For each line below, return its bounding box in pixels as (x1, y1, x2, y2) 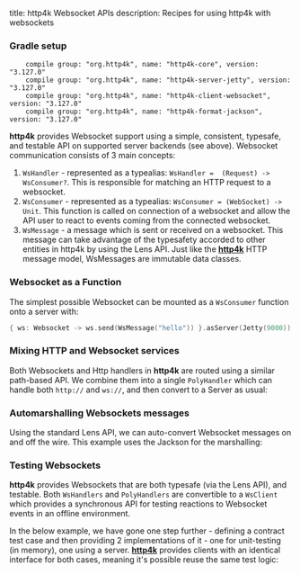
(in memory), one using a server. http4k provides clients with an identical (9, 544, 281, 556)
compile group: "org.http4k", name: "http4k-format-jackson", (25, 107, 263, 116)
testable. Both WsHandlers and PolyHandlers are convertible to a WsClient (9, 489, 278, 500)
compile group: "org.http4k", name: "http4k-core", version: (25, 60, 259, 69)
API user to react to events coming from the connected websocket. (22, 215, 271, 226)
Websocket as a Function (9, 276, 122, 289)
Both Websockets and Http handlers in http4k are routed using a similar (9, 364, 276, 376)
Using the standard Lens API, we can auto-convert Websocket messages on (9, 427, 292, 438)
